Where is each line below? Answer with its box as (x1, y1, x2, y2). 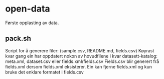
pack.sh (5, 34, 32, 43)
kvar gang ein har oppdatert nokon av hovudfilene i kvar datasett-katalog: (5, 53, 158, 59)
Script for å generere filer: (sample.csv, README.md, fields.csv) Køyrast (5, 47, 154, 53)
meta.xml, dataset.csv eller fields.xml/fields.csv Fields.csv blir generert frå (5, 58, 159, 64)
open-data (5, 3, 50, 15)
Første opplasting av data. (5, 20, 59, 26)
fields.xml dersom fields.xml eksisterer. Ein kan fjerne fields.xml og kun (5, 63, 152, 69)
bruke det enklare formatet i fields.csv (5, 69, 84, 75)
